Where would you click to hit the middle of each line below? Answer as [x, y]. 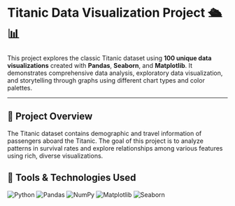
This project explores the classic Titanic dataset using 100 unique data [109, 58]
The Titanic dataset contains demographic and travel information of [105, 133]
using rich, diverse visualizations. [55, 156]
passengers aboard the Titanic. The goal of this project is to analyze [106, 141]
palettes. [20, 88]
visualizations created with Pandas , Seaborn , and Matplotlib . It [100, 65]
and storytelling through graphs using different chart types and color [106, 80]
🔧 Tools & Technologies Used [72, 178]
